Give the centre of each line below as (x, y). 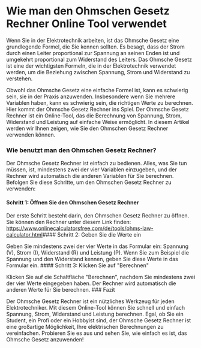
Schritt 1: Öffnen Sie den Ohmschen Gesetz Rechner (73, 202)
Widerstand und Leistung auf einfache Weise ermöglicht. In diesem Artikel (98, 122)
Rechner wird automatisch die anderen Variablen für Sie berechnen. (90, 176)
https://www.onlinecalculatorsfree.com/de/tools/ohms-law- (80, 228)
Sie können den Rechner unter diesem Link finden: (69, 222)
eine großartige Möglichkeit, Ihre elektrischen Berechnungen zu (85, 327)
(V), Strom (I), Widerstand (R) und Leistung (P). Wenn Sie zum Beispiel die (97, 253)
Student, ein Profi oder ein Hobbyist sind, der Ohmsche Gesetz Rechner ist (99, 320)
